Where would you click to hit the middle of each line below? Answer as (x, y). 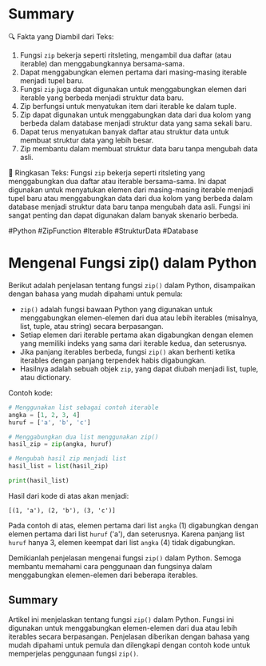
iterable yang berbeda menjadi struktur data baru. (101, 98)
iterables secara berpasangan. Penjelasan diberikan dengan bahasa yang (129, 636)
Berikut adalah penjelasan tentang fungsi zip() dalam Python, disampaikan (132, 285)
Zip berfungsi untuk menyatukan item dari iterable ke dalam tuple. (128, 106)
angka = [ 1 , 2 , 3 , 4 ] (44, 415)
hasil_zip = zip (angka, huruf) (60, 444)
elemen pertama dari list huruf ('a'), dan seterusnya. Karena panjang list (127, 534)
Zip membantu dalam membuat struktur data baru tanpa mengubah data (139, 148)
